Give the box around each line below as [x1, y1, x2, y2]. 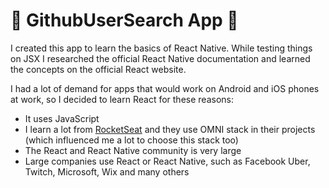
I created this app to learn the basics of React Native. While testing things [10, 42, 313, 54]
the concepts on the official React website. [10, 63, 187, 75]
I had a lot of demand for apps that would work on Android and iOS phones [10, 82, 320, 94]
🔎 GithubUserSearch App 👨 [10, 9, 239, 32]
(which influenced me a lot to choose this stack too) [24, 134, 239, 146]
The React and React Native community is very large [24, 144, 242, 156]
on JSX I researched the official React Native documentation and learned [10, 52, 311, 64]
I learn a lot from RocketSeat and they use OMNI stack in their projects [24, 123, 316, 135]
